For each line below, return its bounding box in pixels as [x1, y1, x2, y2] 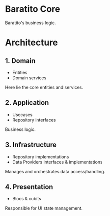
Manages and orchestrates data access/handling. [5, 168, 106, 174]
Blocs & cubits [12, 196, 42, 202]
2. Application [5, 98, 49, 107]
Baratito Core [5, 3, 60, 15]
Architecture [5, 37, 58, 48]
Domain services [12, 75, 47, 81]
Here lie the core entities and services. [5, 84, 83, 90]
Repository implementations [12, 154, 69, 159]
